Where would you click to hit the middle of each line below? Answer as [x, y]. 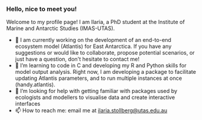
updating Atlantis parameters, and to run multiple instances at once [98, 78]
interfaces [27, 104]
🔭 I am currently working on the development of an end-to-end [93, 40]
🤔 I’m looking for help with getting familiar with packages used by [96, 91]
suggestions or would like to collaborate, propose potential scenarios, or [105, 53]
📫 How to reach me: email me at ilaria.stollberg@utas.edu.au [91, 110]
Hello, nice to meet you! [42, 9]
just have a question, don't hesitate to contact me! [77, 59]
